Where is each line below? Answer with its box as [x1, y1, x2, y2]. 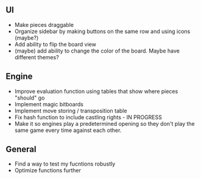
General [5, 144, 37, 155]
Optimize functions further [14, 167, 82, 174]
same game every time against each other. [14, 126, 122, 134]
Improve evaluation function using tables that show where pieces [14, 87, 178, 95]
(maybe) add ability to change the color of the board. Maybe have [14, 47, 180, 54]
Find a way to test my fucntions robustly [14, 160, 116, 167]
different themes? [14, 53, 59, 60]
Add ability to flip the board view [14, 40, 97, 48]
